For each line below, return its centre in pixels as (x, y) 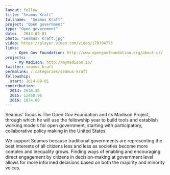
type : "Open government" (32, 29)
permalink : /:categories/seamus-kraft (46, 72)
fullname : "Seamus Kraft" (34, 19)
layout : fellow (21, 10)
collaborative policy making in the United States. (56, 131)
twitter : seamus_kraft (29, 67)
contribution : (20, 86)
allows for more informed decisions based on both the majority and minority (85, 162)
